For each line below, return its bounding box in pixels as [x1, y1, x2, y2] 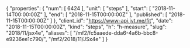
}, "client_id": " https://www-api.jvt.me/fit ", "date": [53, 17, 173, 24]
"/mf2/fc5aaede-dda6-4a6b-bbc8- [72, 29, 158, 36]
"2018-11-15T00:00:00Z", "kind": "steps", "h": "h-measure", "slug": [6, 23, 167, 30]
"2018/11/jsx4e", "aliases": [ [6, 29, 72, 36]
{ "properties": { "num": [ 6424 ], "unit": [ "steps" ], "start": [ [6, 5, 151, 12]
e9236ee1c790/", [6, 36, 48, 42]
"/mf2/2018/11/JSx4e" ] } [48, 36, 108, 42]
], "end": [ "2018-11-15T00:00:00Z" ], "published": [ [43, 11, 168, 18]
